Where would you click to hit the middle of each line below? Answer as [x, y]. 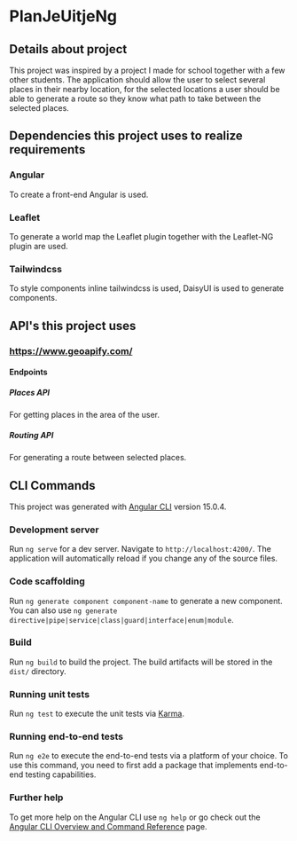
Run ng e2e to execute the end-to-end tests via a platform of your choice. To [149, 756]
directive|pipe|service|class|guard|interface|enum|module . [121, 619]
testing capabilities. [61, 774]
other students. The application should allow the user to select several [137, 80]
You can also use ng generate [63, 610]
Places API [30, 392]
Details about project [68, 49]
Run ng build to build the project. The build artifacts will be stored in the [141, 662]
